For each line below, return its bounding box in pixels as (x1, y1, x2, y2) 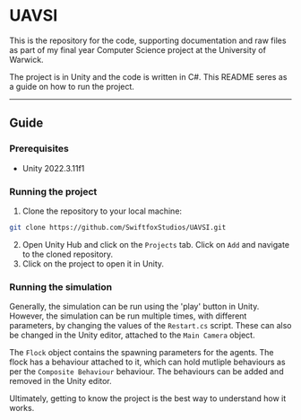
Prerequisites (9, 143, 69, 155)
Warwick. (9, 54, 44, 65)
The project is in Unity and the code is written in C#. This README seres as (9, 71, 288, 82)
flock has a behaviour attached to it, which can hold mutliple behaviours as (9, 356, 286, 368)
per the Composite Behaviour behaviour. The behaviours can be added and (9, 366, 284, 377)
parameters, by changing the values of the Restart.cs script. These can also (9, 320, 292, 331)
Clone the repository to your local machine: (21, 206, 182, 216)
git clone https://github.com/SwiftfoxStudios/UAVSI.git (9, 223, 227, 232)
